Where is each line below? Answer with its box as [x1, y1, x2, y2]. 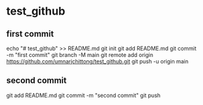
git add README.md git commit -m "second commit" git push [6, 92, 161, 99]
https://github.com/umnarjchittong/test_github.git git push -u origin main [6, 58, 189, 65]
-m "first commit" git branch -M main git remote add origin [6, 51, 154, 59]
